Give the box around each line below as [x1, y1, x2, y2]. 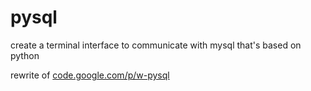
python [10, 49, 40, 61]
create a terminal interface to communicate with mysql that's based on [10, 39, 302, 51]
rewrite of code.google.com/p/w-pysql [10, 69, 170, 81]
